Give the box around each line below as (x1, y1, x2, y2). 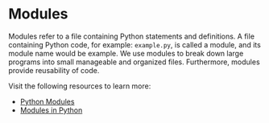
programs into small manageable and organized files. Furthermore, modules (8, 57, 260, 67)
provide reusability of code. (8, 65, 100, 75)
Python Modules (19, 96, 75, 106)
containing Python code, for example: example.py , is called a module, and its (8, 39, 262, 49)
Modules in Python (19, 105, 83, 115)
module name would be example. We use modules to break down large (8, 48, 244, 58)
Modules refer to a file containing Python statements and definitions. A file (8, 31, 255, 41)
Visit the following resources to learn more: (8, 81, 151, 91)
